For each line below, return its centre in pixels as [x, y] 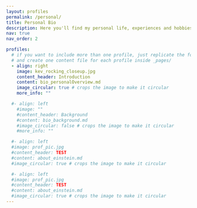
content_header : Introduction [54, 77]
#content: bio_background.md [52, 120]
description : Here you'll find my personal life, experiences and [89, 28]
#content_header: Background [52, 115]
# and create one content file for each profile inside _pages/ [91, 60]
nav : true [18, 33]
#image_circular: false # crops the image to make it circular [96, 126]
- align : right [30, 66]
